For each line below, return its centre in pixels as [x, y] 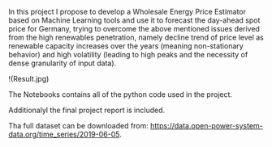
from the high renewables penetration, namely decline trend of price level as [136, 37]
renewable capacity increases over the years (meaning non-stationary [126, 46]
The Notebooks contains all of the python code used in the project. [121, 94]
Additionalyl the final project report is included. [87, 110]
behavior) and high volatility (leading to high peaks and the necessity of [128, 55]
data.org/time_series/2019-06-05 [64, 134]
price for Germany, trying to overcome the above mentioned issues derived [134, 29]
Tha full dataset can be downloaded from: [78, 126]
